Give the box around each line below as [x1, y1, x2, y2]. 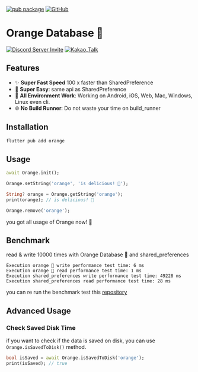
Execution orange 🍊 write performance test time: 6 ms [6, 263, 145, 269]
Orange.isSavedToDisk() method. [6, 344, 87, 351]
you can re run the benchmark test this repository [6, 288, 127, 296]
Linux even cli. [14, 98, 50, 105]
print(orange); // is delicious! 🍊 [6, 196, 94, 203]
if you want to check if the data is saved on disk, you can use [6, 337, 155, 344]
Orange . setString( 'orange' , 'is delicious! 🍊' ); [6, 181, 129, 187]
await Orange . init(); [6, 170, 60, 176]
